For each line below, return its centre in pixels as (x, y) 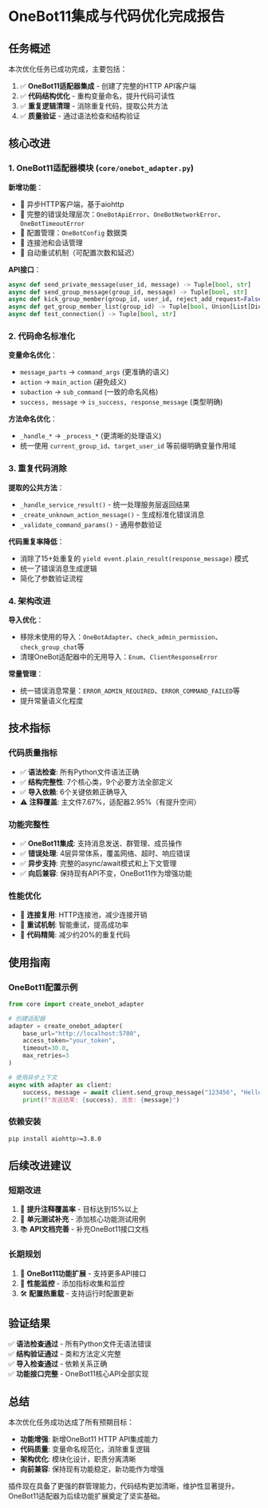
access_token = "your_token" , (69, 1041)
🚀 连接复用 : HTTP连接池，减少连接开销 (83, 915)
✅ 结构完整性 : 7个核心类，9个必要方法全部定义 (97, 782)
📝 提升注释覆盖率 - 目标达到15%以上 (79, 1209)
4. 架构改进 (30, 601)
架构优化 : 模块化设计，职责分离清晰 (78, 1459)
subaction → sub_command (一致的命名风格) (89, 392)
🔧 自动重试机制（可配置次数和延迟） (79, 252)
